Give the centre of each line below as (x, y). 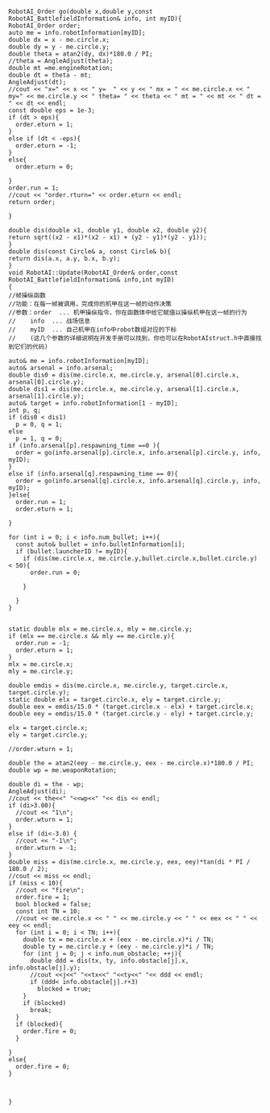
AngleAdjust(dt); (37, 82)
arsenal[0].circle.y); (46, 382)
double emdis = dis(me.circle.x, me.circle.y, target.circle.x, (118, 686)
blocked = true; (64, 989)
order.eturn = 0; (45, 167)
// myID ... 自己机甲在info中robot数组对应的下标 (93, 330)
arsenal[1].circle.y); (46, 396)
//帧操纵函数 (27, 295)
